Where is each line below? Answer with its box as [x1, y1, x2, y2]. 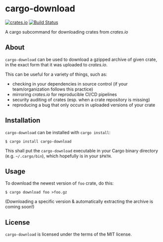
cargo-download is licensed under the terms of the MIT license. [5, 231, 132, 238]
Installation [5, 116, 41, 125]
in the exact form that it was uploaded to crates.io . [5, 61, 108, 67]
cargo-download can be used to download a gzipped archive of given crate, [5, 56, 157, 62]
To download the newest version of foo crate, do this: [5, 180, 114, 186]
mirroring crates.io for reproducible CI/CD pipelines [12, 91, 117, 97]
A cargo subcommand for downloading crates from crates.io [5, 29, 128, 35]
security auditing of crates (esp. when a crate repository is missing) [12, 97, 150, 102]
